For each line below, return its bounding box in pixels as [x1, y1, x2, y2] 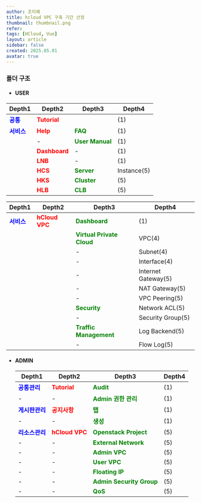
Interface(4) [138, 257, 173, 265]
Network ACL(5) [138, 304, 185, 312]
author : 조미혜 [6, 8, 41, 15]
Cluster [74, 176, 96, 184]
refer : [6, 25, 23, 32]
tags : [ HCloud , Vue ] [6, 31, 58, 37]
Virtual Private [75, 230, 118, 238]
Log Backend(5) [138, 327, 184, 335]
